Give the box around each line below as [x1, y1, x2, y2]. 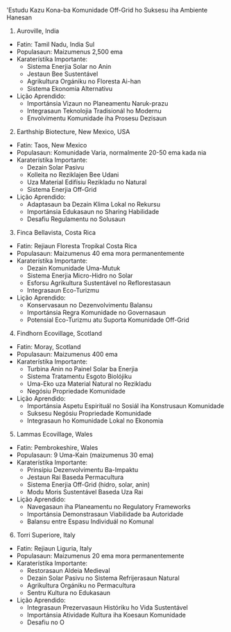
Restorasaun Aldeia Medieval [26, 567, 110, 574]
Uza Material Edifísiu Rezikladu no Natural [26, 178, 147, 186]
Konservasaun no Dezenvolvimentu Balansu [26, 301, 153, 309]
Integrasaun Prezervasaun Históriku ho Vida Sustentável [26, 603, 188, 611]
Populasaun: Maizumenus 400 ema [16, 350, 119, 358]
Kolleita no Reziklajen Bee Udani [26, 170, 119, 179]
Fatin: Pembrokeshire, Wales [16, 444, 99, 451]
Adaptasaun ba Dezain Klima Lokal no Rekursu [26, 200, 161, 208]
